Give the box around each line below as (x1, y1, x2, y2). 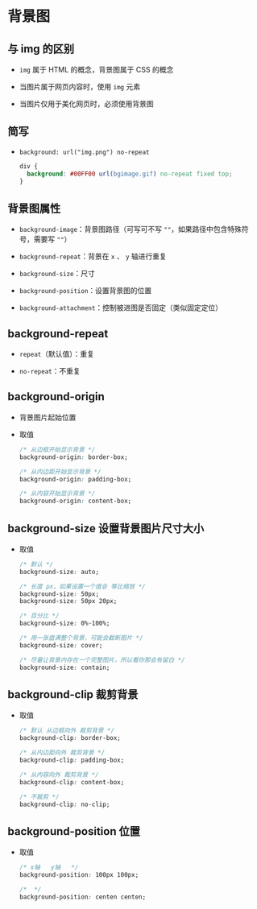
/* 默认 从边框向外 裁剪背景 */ (19, 726, 114, 735)
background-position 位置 (7, 824, 140, 838)
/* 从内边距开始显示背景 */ (19, 468, 102, 476)
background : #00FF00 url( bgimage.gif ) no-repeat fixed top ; (27, 170, 233, 178)
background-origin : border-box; (19, 452, 128, 461)
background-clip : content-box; (19, 778, 125, 786)
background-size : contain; (19, 663, 110, 671)
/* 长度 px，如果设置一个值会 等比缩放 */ (19, 582, 146, 590)
